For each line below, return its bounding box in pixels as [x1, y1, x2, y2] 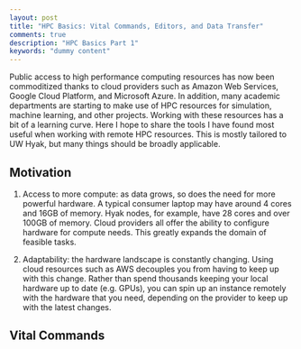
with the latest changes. [22, 301, 112, 312]
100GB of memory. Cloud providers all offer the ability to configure [22, 217, 270, 228]
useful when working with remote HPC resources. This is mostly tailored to [9, 129, 287, 140]
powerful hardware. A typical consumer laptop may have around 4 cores [22, 197, 292, 208]
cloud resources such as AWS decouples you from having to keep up [22, 263, 279, 274]
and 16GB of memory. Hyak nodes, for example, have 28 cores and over [22, 207, 290, 218]
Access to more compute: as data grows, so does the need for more [22, 188, 277, 199]
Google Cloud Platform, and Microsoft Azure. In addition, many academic [9, 91, 281, 102]
